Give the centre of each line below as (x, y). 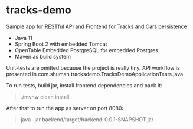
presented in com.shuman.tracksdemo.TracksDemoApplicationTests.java (95, 74)
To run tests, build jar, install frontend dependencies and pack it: (84, 85)
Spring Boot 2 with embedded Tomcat (61, 44)
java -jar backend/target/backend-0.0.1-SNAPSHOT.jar (87, 119)
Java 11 (23, 38)
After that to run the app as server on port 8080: (65, 108)
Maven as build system (42, 56)
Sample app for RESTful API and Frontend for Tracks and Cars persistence (97, 26)
